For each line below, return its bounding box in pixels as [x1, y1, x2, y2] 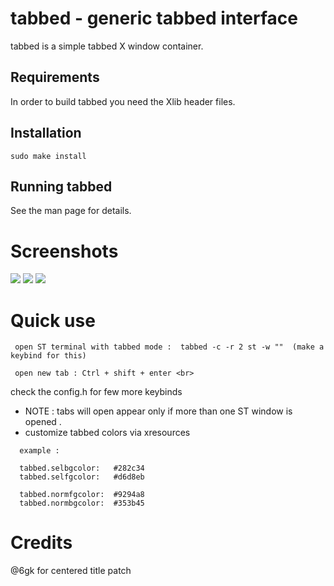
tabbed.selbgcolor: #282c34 [19, 463, 145, 474]
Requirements [10, 69, 100, 86]
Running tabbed [10, 178, 113, 195]
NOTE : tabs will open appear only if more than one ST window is [24, 405, 293, 417]
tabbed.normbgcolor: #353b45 [19, 498, 145, 509]
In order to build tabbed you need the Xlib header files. [10, 95, 236, 107]
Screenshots [10, 240, 119, 262]
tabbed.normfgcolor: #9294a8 [19, 490, 145, 500]
